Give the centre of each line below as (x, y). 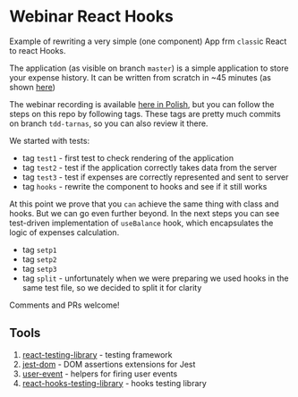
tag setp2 (39, 259)
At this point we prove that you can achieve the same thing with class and (144, 204)
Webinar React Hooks (92, 17)
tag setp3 (39, 268)
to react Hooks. (38, 50)
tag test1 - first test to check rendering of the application (128, 157)
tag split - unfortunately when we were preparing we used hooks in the (155, 278)
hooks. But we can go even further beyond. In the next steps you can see (145, 213)
